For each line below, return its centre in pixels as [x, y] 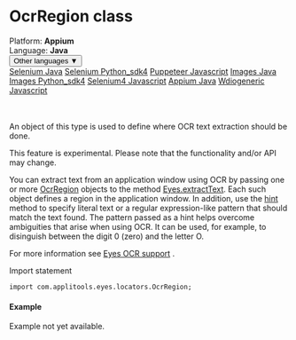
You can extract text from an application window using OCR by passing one [147, 179]
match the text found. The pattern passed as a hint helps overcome [132, 217]
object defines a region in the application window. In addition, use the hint [144, 198]
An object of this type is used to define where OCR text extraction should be [148, 126]
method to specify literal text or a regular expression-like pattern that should [148, 208]
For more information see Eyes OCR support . [92, 253]
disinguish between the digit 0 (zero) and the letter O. [107, 236]
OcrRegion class [71, 16]
